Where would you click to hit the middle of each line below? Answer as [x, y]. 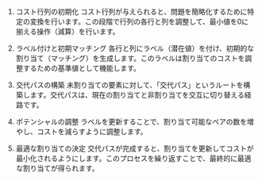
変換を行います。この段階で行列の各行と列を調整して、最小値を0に [139, 21]
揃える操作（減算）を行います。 [67, 31]
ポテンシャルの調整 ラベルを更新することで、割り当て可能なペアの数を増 [135, 122]
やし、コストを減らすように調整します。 [82, 132]
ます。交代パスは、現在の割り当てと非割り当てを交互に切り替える [137, 95]
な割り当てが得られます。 [57, 168]
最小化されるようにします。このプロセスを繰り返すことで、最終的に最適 [133, 158]
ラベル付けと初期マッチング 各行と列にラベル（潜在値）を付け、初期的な [135, 48]
